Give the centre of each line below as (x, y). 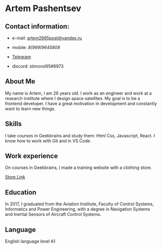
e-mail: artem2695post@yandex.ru (47, 38)
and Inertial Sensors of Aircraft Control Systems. (53, 215)
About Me (20, 81)
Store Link (15, 177)
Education (21, 192)
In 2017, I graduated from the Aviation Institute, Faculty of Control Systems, (80, 204)
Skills (13, 124)
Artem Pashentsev (43, 8)
